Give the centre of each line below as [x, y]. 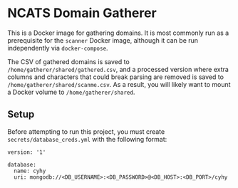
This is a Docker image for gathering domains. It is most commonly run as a [118, 33]
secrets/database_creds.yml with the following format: [87, 139]
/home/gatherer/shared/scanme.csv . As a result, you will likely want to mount [119, 84]
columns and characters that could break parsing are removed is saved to [116, 77]
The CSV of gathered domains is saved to [68, 61]
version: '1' [27, 152]
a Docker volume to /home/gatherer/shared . [71, 92]
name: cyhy [30, 171]
